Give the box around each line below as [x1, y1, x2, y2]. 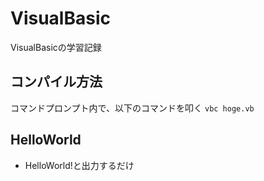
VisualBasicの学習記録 [10, 41, 102, 53]
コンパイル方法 [10, 73, 103, 91]
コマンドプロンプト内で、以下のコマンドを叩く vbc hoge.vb [10, 102, 255, 114]
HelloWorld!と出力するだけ [24, 159, 135, 171]
